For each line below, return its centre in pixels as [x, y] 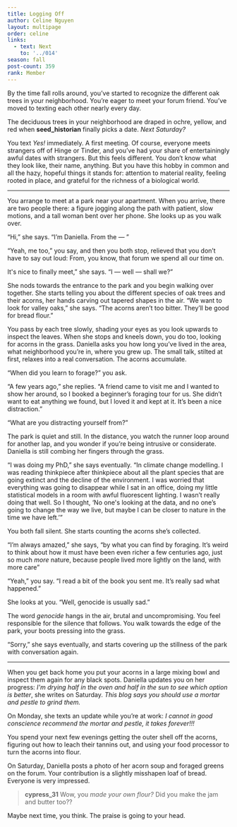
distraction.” [25, 409]
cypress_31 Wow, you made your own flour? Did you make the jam [121, 794]
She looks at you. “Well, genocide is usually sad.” [79, 602]
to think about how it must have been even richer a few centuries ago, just [115, 552]
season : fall [26, 60]
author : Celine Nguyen [41, 20]
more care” [24, 567]
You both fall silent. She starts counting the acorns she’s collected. [104, 531]
